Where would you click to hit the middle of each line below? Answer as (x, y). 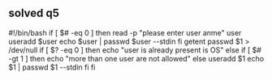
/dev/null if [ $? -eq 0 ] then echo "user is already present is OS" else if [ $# (135, 50)
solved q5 (34, 13)
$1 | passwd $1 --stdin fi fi (52, 67)
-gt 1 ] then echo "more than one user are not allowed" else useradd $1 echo (136, 58)
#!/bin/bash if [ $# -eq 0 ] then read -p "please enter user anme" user (125, 32)
